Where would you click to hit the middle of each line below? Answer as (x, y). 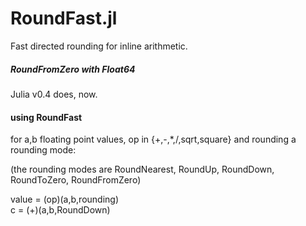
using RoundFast (46, 117)
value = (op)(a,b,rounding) (65, 199)
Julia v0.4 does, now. (54, 94)
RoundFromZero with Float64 (73, 69)
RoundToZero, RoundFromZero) (76, 180)
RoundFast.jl (64, 18)
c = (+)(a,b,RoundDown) (60, 210)
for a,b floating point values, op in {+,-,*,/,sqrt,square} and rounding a (153, 139)
